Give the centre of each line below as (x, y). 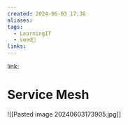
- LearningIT (33, 33)
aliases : (20, 20)
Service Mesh (48, 95)
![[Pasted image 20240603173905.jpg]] (64, 114)
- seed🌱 (25, 40)
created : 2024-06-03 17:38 (47, 14)
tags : (15, 27)
